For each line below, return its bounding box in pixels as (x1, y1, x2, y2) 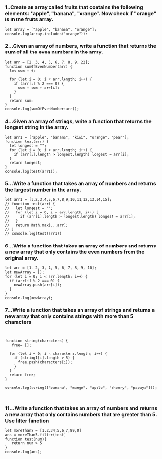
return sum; (9, 98, 34, 103)
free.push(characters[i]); (17, 359, 73, 365)
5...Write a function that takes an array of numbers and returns (5, 180, 156, 187)
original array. (5, 255, 39, 262)
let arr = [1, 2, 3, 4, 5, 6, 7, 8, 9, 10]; (5, 265, 97, 271)
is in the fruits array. (5, 16, 54, 23)
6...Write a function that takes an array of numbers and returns (5, 243, 156, 249)
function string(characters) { (5, 338, 68, 343)
